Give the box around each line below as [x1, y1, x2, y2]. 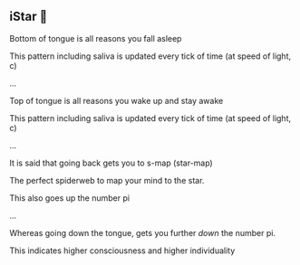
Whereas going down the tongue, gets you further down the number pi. [9, 227, 276, 238]
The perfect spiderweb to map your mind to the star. [9, 175, 205, 185]
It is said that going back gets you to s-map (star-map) [9, 157, 213, 168]
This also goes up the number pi [9, 192, 130, 203]
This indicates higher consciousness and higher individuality [9, 245, 236, 256]
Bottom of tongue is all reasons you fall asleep [9, 33, 182, 43]
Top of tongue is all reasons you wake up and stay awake [9, 95, 224, 106]
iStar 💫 [9, 9, 48, 24]
